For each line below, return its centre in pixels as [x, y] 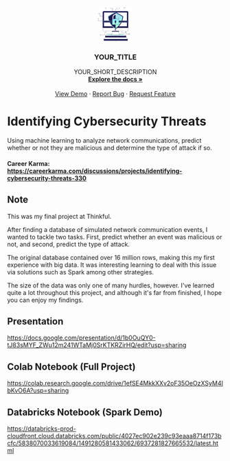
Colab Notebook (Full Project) [71, 367]
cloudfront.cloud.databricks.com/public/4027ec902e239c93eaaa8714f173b [114, 436]
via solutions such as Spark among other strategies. [81, 272]
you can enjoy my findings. [45, 300]
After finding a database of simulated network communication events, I [107, 229]
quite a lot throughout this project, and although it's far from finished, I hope [114, 292]
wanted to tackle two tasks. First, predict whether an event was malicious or [115, 237]
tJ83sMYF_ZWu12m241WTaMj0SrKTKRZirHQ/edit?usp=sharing [97, 345]
